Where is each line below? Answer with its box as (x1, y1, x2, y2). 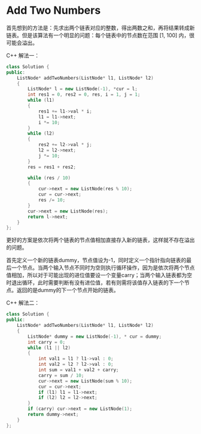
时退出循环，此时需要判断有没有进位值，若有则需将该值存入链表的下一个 (6, 279, 184, 286)
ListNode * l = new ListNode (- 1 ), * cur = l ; (28, 86, 138, 92)
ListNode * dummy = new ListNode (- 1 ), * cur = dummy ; (28, 333, 162, 339)
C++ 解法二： (6, 299, 40, 306)
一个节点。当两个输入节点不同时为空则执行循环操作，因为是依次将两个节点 (11, 264, 195, 271)
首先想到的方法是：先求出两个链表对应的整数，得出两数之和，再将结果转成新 (6, 24, 195, 31)
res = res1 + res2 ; (28, 164, 77, 170)
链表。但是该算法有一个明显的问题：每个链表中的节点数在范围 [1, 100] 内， (6, 31, 190, 39)
